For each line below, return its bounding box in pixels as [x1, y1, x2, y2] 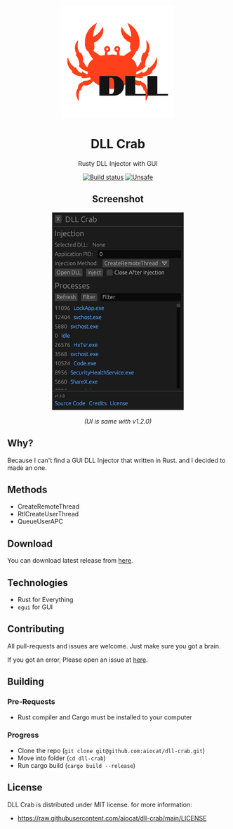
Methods [7, 483, 48, 495]
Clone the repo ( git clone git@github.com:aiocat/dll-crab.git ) [17, 746, 206, 755]
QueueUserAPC [17, 517, 63, 526]
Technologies [7, 577, 69, 589]
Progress [7, 730, 39, 740]
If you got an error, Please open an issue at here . [7, 655, 149, 664]
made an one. [7, 463, 47, 472]
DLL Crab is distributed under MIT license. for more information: [7, 800, 193, 809]
